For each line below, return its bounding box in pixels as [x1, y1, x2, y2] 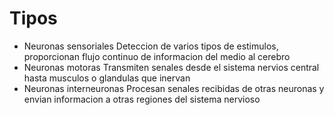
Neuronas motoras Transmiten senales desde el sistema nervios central [23, 61, 320, 73]
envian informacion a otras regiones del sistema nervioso [23, 93, 261, 105]
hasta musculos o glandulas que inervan [23, 72, 191, 84]
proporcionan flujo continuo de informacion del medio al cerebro [23, 50, 291, 62]
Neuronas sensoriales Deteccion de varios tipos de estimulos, [23, 40, 279, 52]
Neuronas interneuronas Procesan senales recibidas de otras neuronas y [23, 82, 325, 94]
